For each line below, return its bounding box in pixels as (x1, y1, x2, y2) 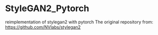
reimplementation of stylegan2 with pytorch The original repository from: (5, 19, 154, 25)
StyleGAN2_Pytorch (5, 3, 89, 14)
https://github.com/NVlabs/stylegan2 (5, 24, 81, 30)
